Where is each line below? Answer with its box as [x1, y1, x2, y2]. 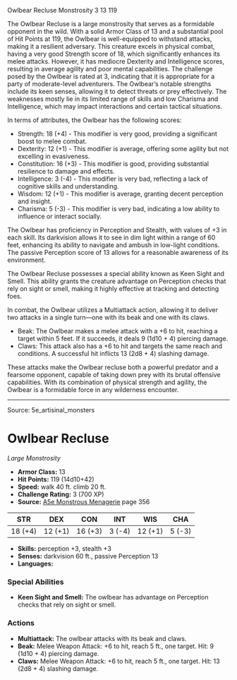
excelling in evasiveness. [17, 152, 90, 160]
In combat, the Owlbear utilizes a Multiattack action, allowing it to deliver [7, 306, 219, 314]
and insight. [17, 197, 52, 205]
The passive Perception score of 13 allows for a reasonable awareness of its [7, 249, 229, 256]
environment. [7, 256, 46, 264]
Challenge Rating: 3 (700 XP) [17, 490, 104, 499]
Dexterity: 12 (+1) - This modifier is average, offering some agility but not [17, 145, 229, 153]
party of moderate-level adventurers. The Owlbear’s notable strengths [7, 80, 212, 88]
